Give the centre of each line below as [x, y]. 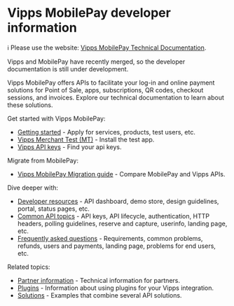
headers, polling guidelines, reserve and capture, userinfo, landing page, [122, 223]
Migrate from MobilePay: [43, 160]
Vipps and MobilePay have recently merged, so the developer [96, 62]
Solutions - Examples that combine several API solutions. [99, 295]
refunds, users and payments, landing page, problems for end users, [116, 246]
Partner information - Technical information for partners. [99, 280]
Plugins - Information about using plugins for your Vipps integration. [116, 288]
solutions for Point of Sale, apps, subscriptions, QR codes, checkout [105, 90]
